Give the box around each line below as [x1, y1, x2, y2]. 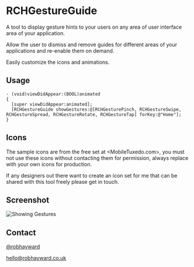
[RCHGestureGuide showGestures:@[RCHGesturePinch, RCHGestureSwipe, [11, 107, 182, 112]
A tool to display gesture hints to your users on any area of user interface [6, 23, 182, 30]
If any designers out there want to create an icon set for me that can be [6, 172, 178, 179]
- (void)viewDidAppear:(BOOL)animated [6, 91, 101, 97]
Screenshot [6, 195, 50, 205]
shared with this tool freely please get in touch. [6, 178, 119, 185]
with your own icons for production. [6, 160, 92, 167]
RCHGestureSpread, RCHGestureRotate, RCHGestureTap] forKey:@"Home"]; [6, 111, 182, 118]
